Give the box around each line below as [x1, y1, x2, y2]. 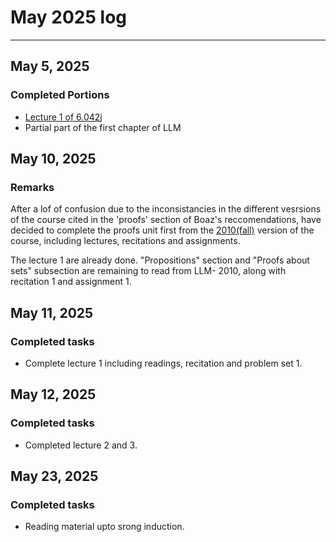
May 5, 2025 [10, 58, 90, 75]
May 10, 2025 [10, 151, 97, 168]
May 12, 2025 [10, 386, 97, 403]
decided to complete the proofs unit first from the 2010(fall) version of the [10, 224, 315, 236]
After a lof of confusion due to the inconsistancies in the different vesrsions [10, 203, 322, 215]
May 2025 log [10, 6, 128, 29]
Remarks [10, 180, 55, 194]
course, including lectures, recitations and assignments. [10, 235, 241, 247]
